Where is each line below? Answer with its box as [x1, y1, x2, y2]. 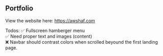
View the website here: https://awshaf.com [5, 17, 95, 23]
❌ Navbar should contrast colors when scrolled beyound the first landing [5, 39, 158, 45]
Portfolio [5, 4, 34, 13]
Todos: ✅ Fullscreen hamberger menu [5, 27, 85, 34]
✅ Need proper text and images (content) [5, 33, 93, 39]
